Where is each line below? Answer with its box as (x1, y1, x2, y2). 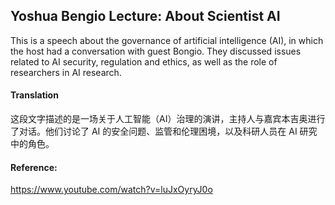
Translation (10, 89, 59, 101)
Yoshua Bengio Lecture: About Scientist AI (10, 8, 281, 25)
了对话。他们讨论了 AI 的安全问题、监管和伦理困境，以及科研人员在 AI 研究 (10, 125, 318, 138)
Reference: (10, 161, 58, 173)
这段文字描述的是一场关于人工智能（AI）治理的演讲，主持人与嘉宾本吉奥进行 (10, 113, 326, 125)
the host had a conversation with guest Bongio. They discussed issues (10, 45, 302, 57)
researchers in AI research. (10, 66, 122, 78)
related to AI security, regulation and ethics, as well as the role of (10, 55, 278, 68)
